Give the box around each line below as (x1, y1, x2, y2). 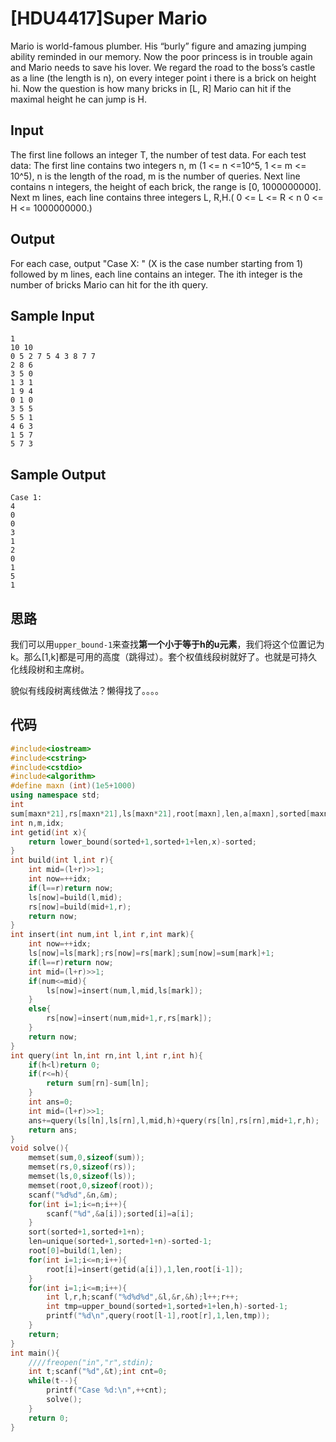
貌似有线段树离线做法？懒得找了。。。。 (10, 685, 164, 696)
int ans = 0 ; (28, 1097, 74, 1107)
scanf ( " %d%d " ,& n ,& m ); (28, 1190, 118, 1200)
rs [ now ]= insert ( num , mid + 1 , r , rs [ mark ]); (46, 1013, 213, 1024)
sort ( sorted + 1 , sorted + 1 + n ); (28, 1227, 145, 1237)
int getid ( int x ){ (10, 827, 87, 837)
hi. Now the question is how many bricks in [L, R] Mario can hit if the (10, 82, 292, 94)
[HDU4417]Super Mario (10, 7, 208, 30)
